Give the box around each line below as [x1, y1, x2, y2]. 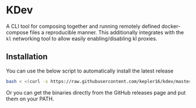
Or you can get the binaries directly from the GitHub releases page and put [6, 89, 186, 96]
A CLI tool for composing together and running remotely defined [6, 23, 160, 30]
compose [6, 28, 29, 35]
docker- [161, 23, 181, 30]
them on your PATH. [6, 95, 54, 102]
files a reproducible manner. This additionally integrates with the [30, 28, 184, 35]
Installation [6, 52, 48, 62]
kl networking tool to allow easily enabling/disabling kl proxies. [6, 35, 157, 42]
